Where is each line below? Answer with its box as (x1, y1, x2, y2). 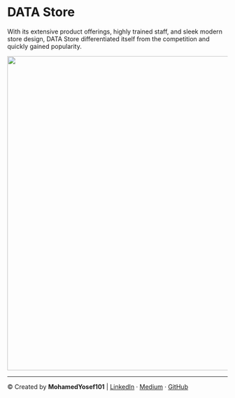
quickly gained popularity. (7, 42, 82, 50)
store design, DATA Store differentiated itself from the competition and (7, 34, 210, 43)
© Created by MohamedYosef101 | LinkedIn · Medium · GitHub (7, 382, 189, 391)
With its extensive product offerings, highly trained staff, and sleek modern (7, 27, 222, 36)
